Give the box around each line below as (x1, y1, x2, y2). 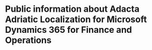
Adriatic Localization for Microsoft (5, 14, 147, 25)
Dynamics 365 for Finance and (5, 25, 132, 35)
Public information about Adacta (5, 3, 140, 15)
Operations (5, 35, 52, 46)
